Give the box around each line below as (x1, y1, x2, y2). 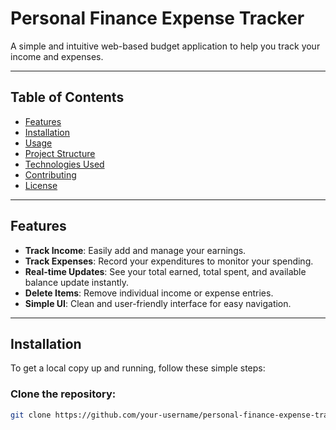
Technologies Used (24, 158, 105, 170)
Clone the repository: (10, 387, 117, 401)
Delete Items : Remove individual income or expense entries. (24, 287, 274, 299)
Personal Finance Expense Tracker (10, 7, 305, 30)
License (24, 179, 58, 191)
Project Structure (24, 147, 96, 159)
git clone (10, 410, 52, 420)
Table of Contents (10, 89, 125, 106)
